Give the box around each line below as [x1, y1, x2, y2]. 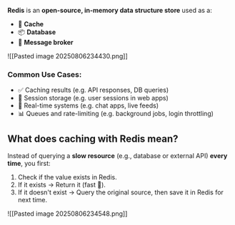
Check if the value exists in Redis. [17, 173, 117, 182]
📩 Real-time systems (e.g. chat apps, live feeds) [17, 101, 159, 110]
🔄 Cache [17, 20, 44, 28]
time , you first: [7, 159, 51, 168]
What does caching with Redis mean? [7, 132, 179, 145]
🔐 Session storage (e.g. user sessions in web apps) [17, 94, 169, 103]
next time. [17, 196, 48, 204]
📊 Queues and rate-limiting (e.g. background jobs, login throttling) [17, 110, 214, 118]
